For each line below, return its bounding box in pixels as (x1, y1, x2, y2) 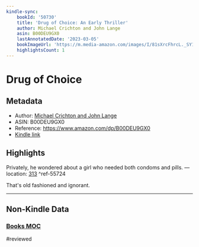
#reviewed (6, 235, 32, 243)
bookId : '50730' (17, 14, 57, 20)
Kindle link (14, 131, 40, 138)
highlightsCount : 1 (17, 47, 65, 53)
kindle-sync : (6, 8, 38, 15)
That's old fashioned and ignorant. (6, 181, 91, 188)
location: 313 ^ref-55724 (6, 170, 66, 177)
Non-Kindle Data (6, 204, 69, 214)
